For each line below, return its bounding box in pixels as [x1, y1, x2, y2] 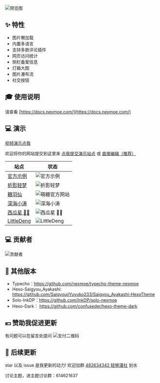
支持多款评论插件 [12, 47, 47, 53]
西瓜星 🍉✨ [7, 209, 30, 216]
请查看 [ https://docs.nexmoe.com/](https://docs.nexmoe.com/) [5, 109, 131, 114]
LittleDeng [7, 218, 31, 224]
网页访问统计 [12, 53, 38, 58]
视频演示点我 [5, 140, 31, 146]
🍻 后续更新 [5, 348, 36, 357]
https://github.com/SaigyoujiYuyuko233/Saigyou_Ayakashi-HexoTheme [12, 292, 155, 297]
